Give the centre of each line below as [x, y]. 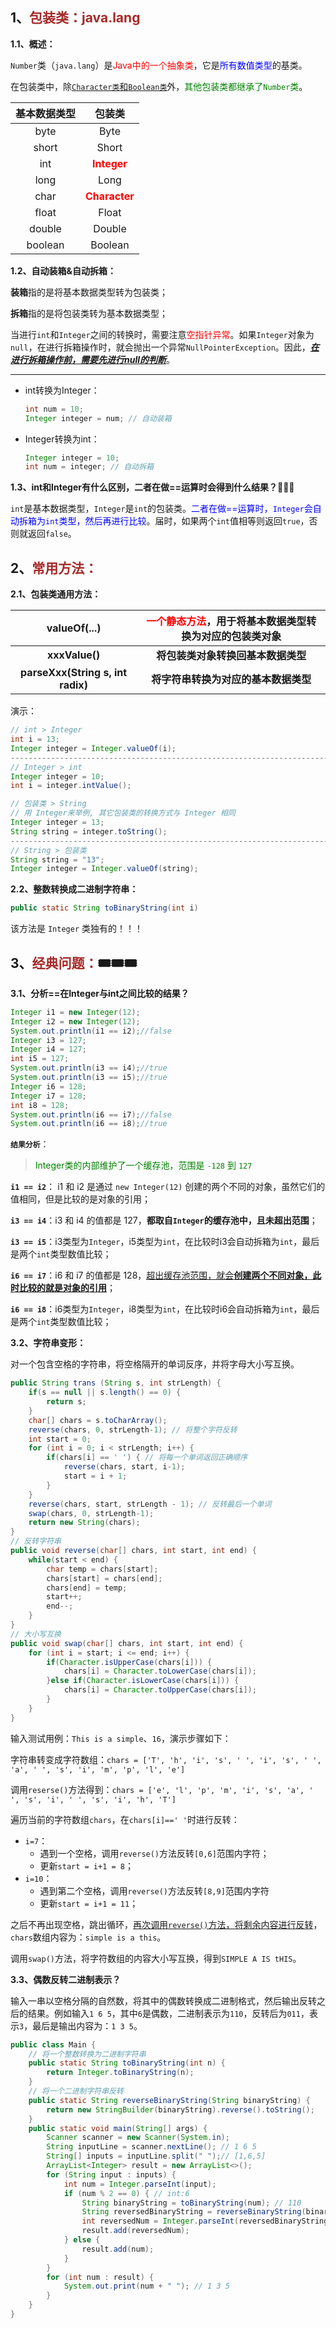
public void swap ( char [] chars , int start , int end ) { [127, 1643]
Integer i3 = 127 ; [48, 1040]
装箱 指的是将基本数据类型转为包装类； [89, 292]
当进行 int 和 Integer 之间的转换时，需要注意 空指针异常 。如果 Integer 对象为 [162, 334]
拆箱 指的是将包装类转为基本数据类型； [89, 313]
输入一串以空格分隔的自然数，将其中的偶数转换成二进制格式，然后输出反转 [163, 2000]
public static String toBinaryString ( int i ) [104, 908]
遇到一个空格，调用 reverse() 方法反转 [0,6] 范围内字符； [154, 1853]
